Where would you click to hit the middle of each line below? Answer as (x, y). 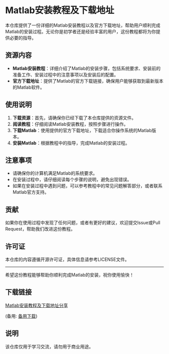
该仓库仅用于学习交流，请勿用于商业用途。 (49, 346)
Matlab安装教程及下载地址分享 (36, 305)
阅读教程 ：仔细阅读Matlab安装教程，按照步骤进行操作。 (70, 124)
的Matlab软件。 (28, 87)
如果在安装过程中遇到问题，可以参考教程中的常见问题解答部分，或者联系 (87, 186)
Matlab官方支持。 (31, 192)
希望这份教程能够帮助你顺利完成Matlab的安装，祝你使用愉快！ (70, 275)
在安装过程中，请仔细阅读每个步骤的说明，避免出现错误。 (72, 180)
